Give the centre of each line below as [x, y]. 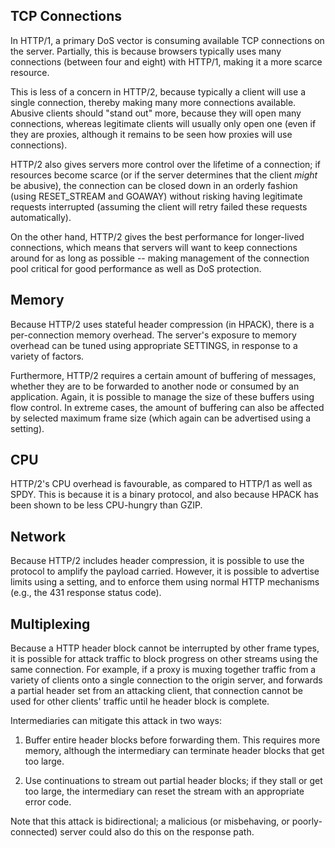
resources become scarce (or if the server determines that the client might [164, 175]
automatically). [41, 217]
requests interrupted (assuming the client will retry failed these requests [159, 206]
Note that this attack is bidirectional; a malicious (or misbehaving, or [150, 821]
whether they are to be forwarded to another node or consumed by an [155, 386]
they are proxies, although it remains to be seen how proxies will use [151, 134]
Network [38, 536]
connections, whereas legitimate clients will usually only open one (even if [163, 123]
